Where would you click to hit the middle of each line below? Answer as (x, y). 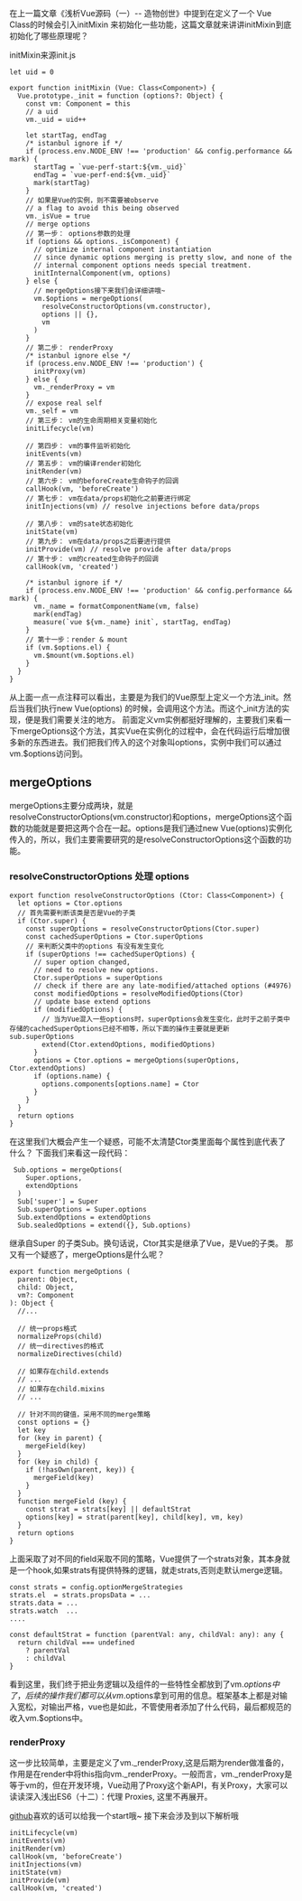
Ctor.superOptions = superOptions (98, 979)
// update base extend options (92, 1002)
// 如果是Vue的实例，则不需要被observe (92, 201)
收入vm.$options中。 (49, 1718)
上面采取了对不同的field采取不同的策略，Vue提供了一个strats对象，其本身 (146, 1559)
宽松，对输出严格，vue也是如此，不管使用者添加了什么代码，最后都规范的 (154, 1707)
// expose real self (64, 403)
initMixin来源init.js (43, 55)
